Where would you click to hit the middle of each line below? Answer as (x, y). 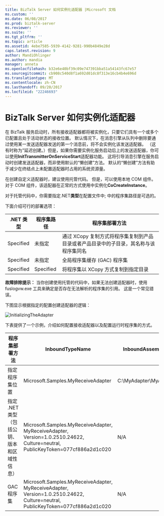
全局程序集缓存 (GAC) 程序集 (95, 260)
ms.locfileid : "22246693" (31, 92)
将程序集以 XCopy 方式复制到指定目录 (105, 269)
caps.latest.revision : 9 (30, 51)
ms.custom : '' (20, 14)
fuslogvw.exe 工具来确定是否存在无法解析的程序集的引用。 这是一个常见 (77, 289)
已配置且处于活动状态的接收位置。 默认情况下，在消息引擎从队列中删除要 (78, 138)
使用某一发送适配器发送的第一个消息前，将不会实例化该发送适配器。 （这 (82, 144)
